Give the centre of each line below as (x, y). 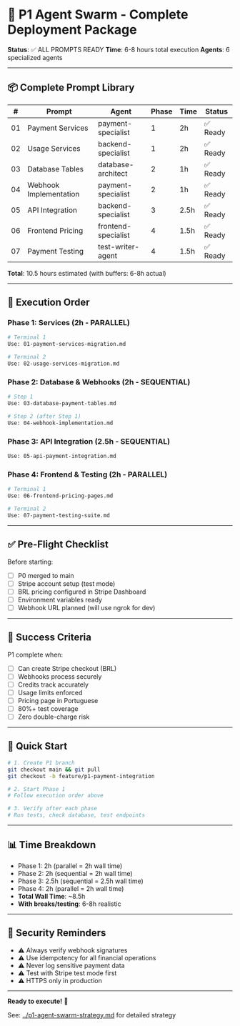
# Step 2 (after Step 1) (44, 416)
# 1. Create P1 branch (41, 763)
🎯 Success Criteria (49, 638)
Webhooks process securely (60, 676)
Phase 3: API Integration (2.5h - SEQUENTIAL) (89, 441)
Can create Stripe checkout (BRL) (67, 668)
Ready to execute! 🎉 (38, 1001)
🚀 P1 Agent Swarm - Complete (98, 15)
